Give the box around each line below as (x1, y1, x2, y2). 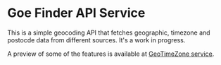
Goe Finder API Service (7, 5, 146, 21)
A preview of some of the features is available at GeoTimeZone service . (7, 49, 215, 58)
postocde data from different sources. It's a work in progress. (7, 35, 186, 44)
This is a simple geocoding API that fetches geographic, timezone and (7, 28, 210, 37)
